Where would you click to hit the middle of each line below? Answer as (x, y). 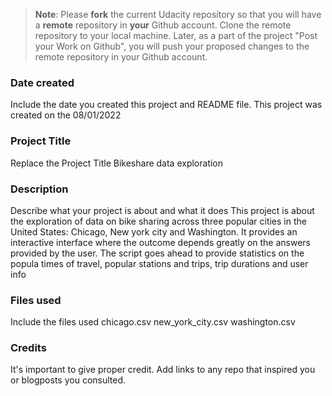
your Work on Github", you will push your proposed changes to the (172, 46)
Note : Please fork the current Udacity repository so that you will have (178, 14)
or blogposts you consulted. (68, 380)
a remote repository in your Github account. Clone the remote (163, 25)
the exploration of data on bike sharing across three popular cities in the (158, 221)
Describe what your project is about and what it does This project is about (162, 210)
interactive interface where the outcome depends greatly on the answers (160, 242)
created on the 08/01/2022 (66, 115)
